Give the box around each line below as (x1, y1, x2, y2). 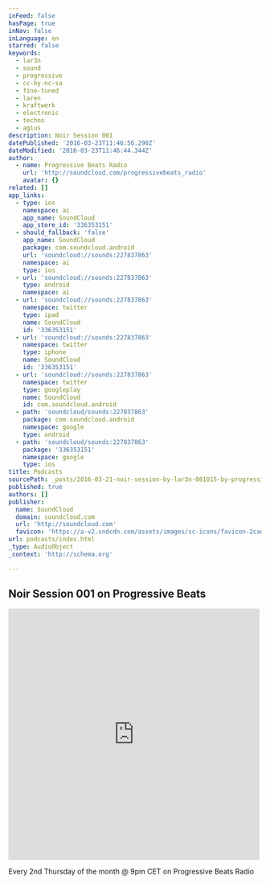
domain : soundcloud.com (15, 512, 95, 521)
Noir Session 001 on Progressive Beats (8, 587, 207, 601)
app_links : (8, 191, 45, 199)
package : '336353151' (22, 446, 95, 454)
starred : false (8, 42, 59, 50)
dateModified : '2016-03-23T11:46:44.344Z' (8, 146, 153, 154)
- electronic (15, 109, 59, 117)
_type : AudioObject (8, 543, 74, 551)
